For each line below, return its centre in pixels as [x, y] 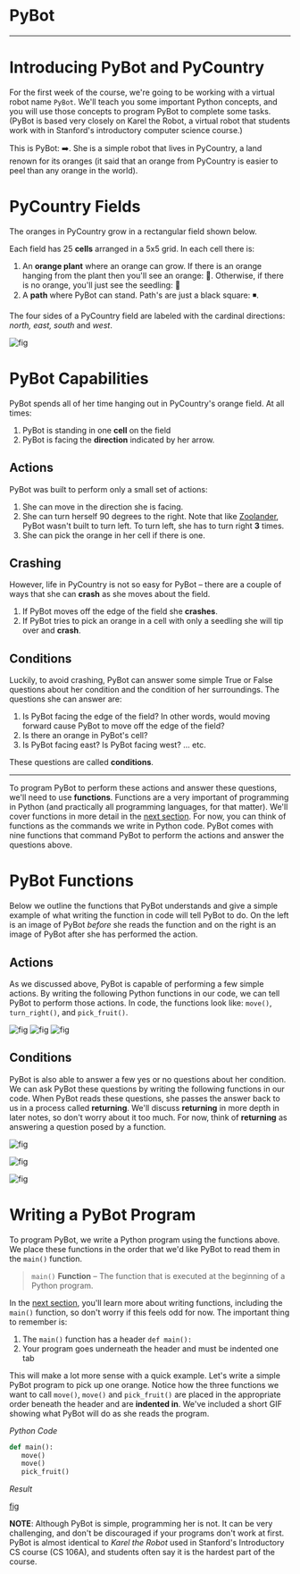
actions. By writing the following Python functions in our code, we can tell [145, 993]
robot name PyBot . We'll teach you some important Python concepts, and [144, 101]
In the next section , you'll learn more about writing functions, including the [146, 1302]
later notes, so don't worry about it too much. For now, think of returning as [148, 1117]
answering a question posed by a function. [88, 1126]
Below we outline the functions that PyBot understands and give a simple [144, 906]
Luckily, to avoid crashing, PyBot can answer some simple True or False [142, 680]
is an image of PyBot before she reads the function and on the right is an [143, 925]
